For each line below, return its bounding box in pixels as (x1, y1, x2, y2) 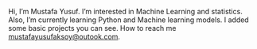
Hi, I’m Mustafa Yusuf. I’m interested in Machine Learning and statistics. (8, 7, 243, 16)
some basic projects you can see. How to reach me (8, 24, 177, 32)
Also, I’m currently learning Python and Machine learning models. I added (8, 15, 249, 24)
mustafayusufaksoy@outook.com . (8, 32, 121, 41)
